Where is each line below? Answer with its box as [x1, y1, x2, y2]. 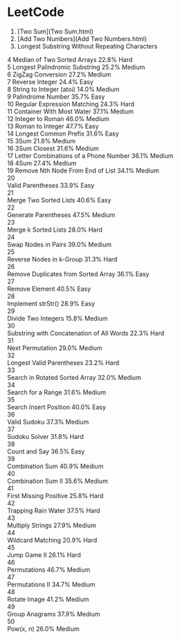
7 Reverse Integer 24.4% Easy [7, 77, 93, 86]
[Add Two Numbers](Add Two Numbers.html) [17, 34, 147, 42]
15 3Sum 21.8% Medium [7, 136, 76, 145]
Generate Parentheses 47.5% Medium [7, 210, 116, 219]
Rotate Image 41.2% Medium [7, 595, 89, 603]
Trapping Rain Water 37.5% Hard [7, 506, 100, 515]
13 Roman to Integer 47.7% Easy [7, 122, 99, 130]
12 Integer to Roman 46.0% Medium [7, 114, 109, 122]
